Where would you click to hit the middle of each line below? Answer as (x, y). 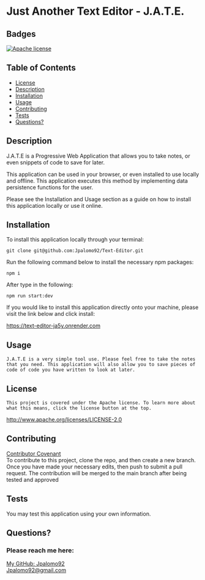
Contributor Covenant (34, 453)
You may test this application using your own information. (79, 514)
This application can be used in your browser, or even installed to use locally (103, 174)
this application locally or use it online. (54, 205)
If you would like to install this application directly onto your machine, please (102, 307)
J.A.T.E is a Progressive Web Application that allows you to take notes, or (99, 156)
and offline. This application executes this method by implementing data (97, 181)
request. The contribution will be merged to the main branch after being (97, 473)
